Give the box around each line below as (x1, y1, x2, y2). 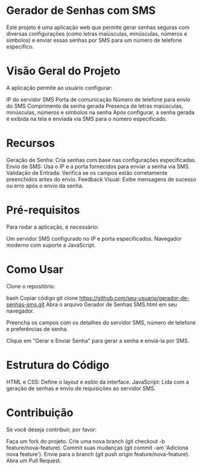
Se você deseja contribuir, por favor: (6, 426, 97, 433)
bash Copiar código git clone (6, 294, 78, 301)
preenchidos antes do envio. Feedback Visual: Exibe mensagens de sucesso (6, 175, 197, 183)
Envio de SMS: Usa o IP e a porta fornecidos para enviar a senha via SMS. (6, 163, 191, 170)
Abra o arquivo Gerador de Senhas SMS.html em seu (46, 301, 177, 308)
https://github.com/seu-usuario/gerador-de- (79, 294, 190, 301)
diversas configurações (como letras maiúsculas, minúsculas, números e (6, 30, 188, 37)
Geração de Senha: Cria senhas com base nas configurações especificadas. (6, 156, 197, 163)
